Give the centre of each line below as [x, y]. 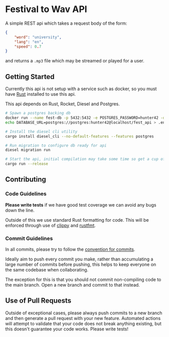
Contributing [26, 180]
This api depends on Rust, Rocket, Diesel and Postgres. [63, 104]
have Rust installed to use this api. [40, 94]
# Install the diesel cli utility [41, 131]
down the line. [20, 210]
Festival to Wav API [46, 9]
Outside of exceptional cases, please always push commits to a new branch [84, 313]
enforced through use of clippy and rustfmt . [51, 225]
